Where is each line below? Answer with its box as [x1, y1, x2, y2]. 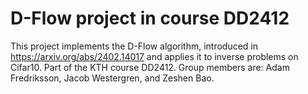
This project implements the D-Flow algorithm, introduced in [10, 40, 259, 52]
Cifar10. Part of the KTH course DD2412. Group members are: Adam [10, 61, 290, 73]
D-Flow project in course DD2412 [10, 7, 290, 30]
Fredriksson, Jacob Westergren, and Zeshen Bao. [10, 72, 215, 84]
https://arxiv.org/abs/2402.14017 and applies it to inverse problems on [10, 50, 299, 62]
